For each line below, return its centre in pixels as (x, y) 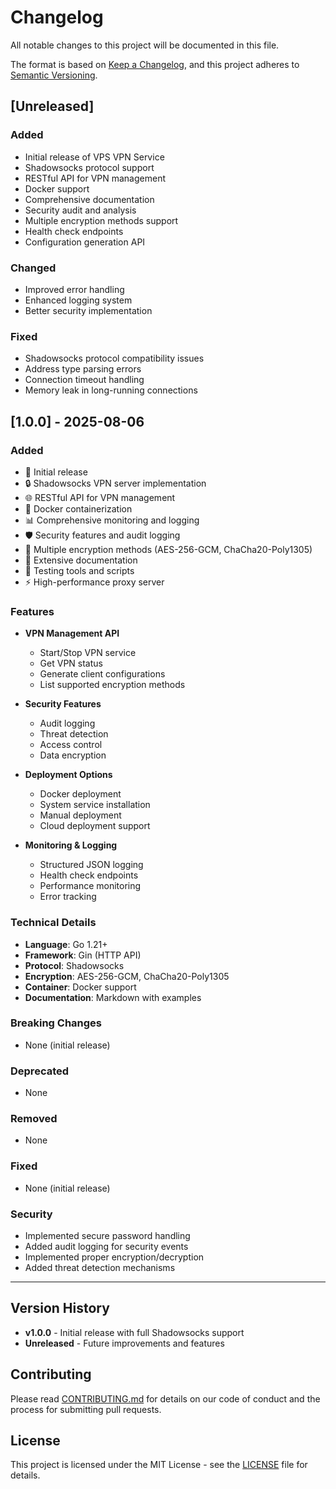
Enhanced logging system (78, 300)
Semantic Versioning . (54, 75)
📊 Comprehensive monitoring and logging (112, 520)
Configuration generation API (85, 242)
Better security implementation (88, 310)
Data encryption (73, 755)
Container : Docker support (80, 987)
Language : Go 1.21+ (66, 944)
